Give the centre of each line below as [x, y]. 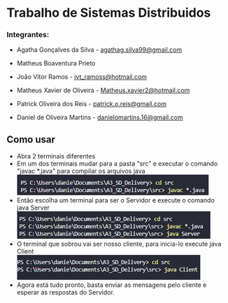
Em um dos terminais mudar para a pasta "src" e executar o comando [117, 164]
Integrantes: [28, 35]
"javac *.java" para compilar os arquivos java [81, 171]
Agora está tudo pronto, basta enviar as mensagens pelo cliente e [112, 285]
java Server [33, 208]
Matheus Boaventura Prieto [56, 64]
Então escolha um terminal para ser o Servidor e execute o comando [115, 200]
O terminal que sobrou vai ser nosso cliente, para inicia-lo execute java [119, 244]
